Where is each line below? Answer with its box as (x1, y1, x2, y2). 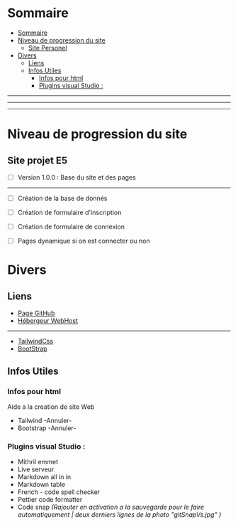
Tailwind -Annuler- (17, 416, 72, 424)
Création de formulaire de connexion (17, 222, 125, 231)
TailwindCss (17, 337, 54, 346)
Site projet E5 (7, 154, 68, 166)
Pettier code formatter (17, 495, 83, 504)
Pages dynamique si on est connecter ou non (17, 236, 150, 246)
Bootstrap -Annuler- (17, 424, 76, 432)
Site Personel (28, 43, 67, 52)
